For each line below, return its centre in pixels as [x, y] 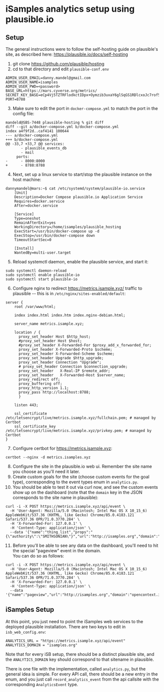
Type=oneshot [27, 218]
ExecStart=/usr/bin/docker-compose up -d [57, 231]
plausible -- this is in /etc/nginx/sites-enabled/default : [69, 293]
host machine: [27, 180]
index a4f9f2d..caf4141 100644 [37, 131]
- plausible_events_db [44, 148]
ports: [23, 157]
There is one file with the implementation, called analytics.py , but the [76, 669]
